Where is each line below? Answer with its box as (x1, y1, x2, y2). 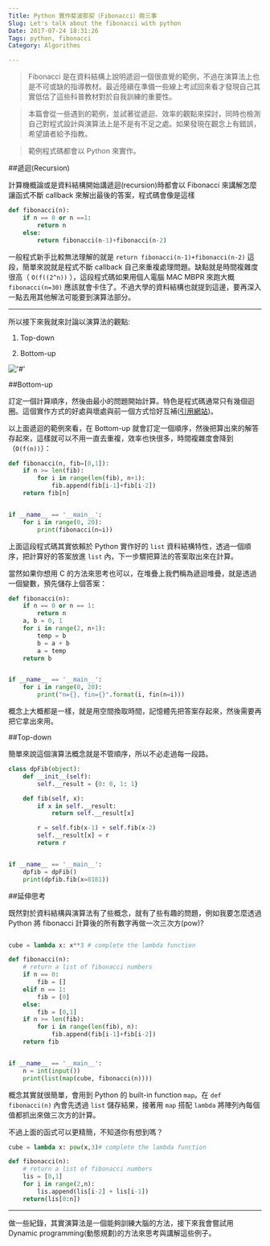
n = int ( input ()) (22, 1067, 81, 1075)
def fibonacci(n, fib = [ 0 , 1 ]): (8, 459, 110, 467)
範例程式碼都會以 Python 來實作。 (27, 146, 141, 156)
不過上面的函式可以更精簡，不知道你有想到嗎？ (8, 1127, 163, 1137)
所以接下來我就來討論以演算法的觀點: (8, 317, 131, 326)
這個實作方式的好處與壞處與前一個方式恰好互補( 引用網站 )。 (22, 406, 219, 416)
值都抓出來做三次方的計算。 (8, 1110, 100, 1120)
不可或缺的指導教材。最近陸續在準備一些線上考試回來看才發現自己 (35, 82, 254, 92)
